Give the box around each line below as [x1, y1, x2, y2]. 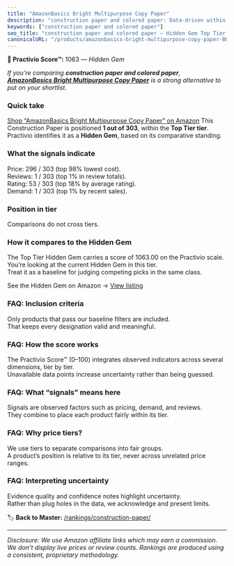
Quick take [7, 101, 45, 111]
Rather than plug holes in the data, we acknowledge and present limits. [7, 499, 211, 508]
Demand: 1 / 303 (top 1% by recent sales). [7, 187, 127, 195]
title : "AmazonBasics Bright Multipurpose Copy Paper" [7, 10, 170, 17]
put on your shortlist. [7, 84, 68, 92]
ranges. [7, 459, 29, 467]
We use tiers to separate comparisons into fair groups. [7, 443, 164, 453]
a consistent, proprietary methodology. [7, 551, 120, 559]
